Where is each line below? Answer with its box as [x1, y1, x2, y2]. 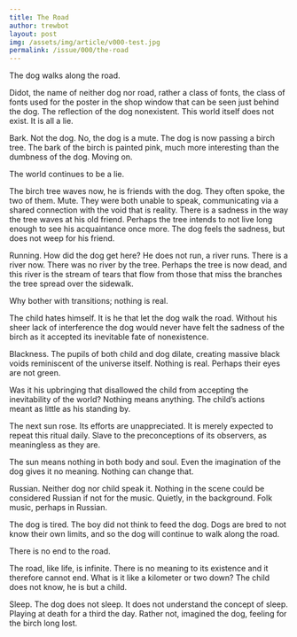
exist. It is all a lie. [9, 116, 74, 127]
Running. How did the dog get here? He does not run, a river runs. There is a [9, 250, 288, 261]
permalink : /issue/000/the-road [9, 46, 129, 55]
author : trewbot [9, 21, 69, 30]
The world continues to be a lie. [9, 169, 125, 180]
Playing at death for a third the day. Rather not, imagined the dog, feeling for [9, 609, 287, 619]
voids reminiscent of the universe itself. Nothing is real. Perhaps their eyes [9, 358, 281, 369]
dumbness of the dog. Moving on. [9, 151, 133, 162]
